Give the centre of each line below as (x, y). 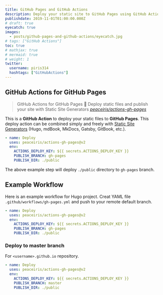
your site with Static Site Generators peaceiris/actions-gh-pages (81, 109)
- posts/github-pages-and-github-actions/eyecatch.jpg (66, 37)
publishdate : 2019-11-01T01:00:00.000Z (45, 18)
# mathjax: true (21, 50)
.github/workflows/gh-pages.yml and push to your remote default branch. (79, 201)
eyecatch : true (20, 28)
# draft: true (19, 23)
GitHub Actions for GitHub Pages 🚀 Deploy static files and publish (82, 104)
